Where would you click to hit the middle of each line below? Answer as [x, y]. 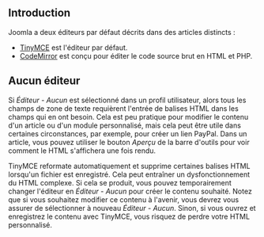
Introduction [40, 13]
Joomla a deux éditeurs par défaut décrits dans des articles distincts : [122, 32]
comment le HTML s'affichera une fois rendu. [82, 151]
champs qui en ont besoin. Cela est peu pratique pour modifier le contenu [128, 117]
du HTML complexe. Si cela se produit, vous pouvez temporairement [120, 182]
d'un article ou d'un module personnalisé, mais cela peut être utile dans [124, 125]
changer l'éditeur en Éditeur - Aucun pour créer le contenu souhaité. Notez [130, 191]
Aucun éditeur [44, 81]
